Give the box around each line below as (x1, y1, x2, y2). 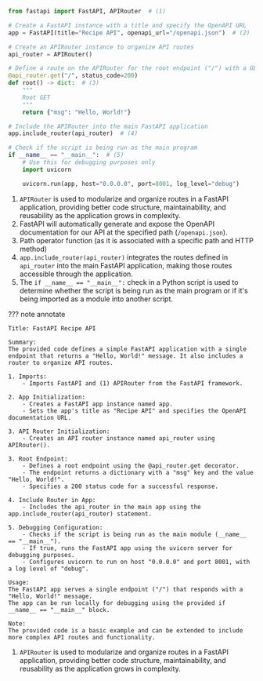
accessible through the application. (19, 269, 133, 279)
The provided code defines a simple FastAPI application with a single (8, 345, 247, 353)
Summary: (8, 338, 37, 346)
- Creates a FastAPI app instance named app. (22, 400, 174, 408)
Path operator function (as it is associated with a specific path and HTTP (19, 235, 254, 245)
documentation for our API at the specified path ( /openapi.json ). (19, 228, 229, 237)
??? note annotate (8, 309, 66, 319)
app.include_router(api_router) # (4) (8, 129, 139, 137)
